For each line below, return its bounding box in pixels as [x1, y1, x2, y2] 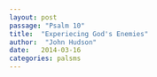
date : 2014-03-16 [9, 46, 82, 55]
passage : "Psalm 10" [9, 21, 86, 30]
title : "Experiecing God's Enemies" [9, 29, 149, 38]
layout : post [9, 12, 58, 22]
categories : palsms [9, 54, 82, 63]
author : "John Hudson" [9, 37, 98, 47]
